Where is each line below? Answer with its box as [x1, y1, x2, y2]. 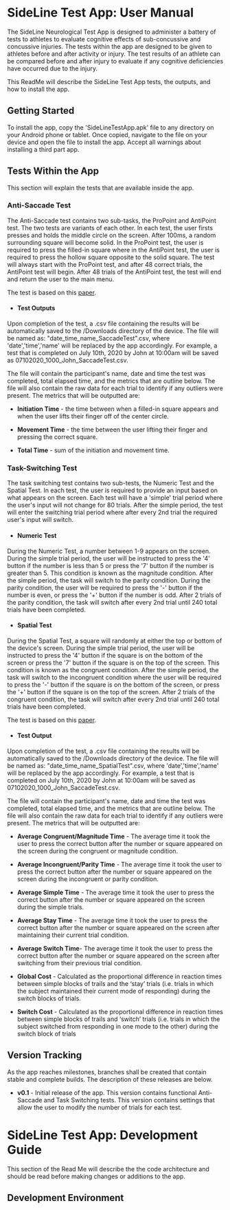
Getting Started [7, 105, 75, 117]
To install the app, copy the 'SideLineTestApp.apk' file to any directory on [7, 123, 214, 132]
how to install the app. [7, 85, 70, 93]
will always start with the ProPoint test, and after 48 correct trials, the [7, 260, 203, 268]
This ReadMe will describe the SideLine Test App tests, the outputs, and [7, 77, 211, 85]
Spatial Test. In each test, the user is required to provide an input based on [7, 486, 218, 494]
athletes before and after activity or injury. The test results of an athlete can [7, 50, 221, 58]
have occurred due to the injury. [7, 64, 98, 72]
